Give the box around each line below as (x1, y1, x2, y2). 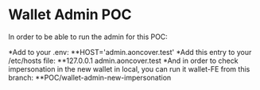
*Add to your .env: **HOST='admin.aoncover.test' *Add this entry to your (8, 47, 252, 57)
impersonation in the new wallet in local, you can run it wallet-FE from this (8, 64, 250, 73)
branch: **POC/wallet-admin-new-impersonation (8, 72, 172, 82)
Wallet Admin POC (8, 6, 132, 24)
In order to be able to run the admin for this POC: (8, 32, 169, 41)
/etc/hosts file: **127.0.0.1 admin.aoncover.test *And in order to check (8, 56, 239, 65)
